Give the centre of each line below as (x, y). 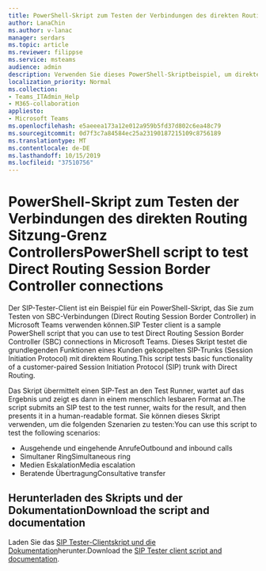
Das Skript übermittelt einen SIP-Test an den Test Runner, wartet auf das (126, 391)
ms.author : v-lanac (40, 30)
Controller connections (86, 286)
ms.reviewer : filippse (46, 52)
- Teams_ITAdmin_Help (44, 97)
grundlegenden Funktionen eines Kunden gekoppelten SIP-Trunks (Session (131, 350)
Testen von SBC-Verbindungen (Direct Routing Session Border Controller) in (132, 317)
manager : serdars (37, 38)
